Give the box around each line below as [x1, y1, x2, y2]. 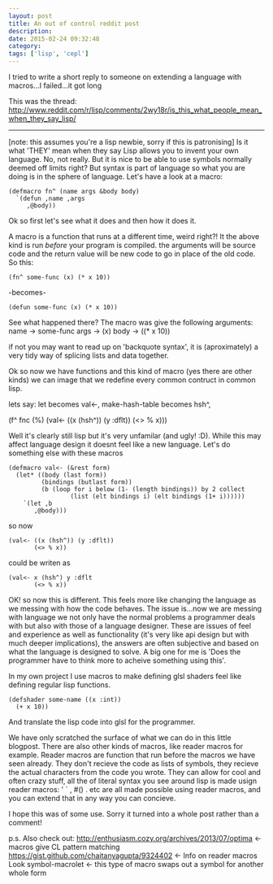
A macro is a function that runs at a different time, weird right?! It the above [8, 232, 260, 241]
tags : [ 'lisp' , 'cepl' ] [8, 50, 89, 58]
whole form [8, 868, 47, 877]
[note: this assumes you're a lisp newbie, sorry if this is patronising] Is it [8, 137, 249, 146]
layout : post [8, 11, 53, 20]
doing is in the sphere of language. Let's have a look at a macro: [8, 172, 223, 181]
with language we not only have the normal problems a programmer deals [8, 612, 256, 622]
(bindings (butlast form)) [41, 478, 132, 486]
